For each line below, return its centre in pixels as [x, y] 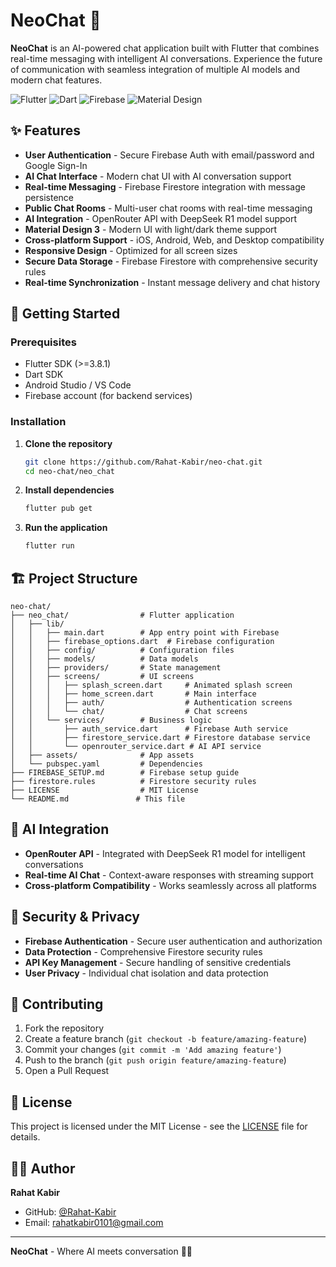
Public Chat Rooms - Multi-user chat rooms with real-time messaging [168, 208]
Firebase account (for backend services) [108, 396]
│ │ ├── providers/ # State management [116, 668]
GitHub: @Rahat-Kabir [70, 1212]
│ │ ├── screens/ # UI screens [102, 677]
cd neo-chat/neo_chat [69, 471]
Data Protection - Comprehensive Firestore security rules [143, 951]
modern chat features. [56, 80]
